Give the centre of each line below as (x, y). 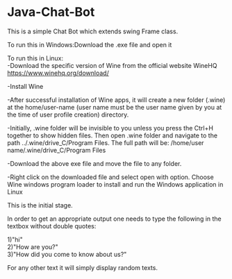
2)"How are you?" (33, 246)
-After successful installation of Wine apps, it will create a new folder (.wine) (116, 100)
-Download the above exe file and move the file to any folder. (94, 163)
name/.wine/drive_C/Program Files (57, 150)
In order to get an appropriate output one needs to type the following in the (115, 219)
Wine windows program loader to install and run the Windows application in (115, 184)
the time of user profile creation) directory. (68, 115)
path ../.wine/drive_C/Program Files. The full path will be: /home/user (106, 142)
